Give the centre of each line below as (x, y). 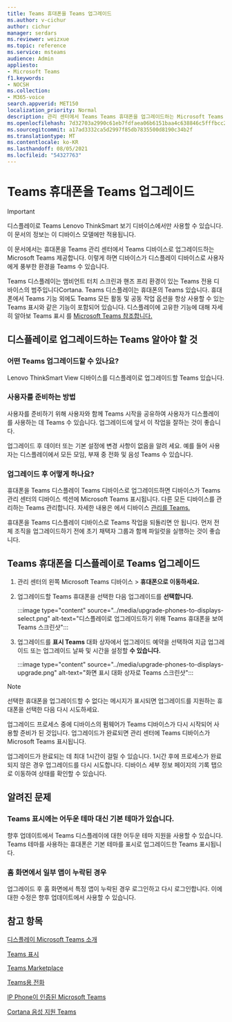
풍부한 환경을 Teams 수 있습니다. (64, 266)
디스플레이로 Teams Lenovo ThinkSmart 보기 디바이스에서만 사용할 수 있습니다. (115, 225)
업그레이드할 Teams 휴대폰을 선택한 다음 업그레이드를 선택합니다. (105, 596)
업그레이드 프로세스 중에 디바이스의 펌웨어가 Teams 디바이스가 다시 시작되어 (110, 724)
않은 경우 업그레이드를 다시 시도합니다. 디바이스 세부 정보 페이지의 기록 (115, 765)
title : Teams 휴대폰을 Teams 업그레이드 (59, 14)
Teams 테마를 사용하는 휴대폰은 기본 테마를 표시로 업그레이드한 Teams (103, 844)
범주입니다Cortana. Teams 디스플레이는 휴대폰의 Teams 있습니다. (120, 290)
